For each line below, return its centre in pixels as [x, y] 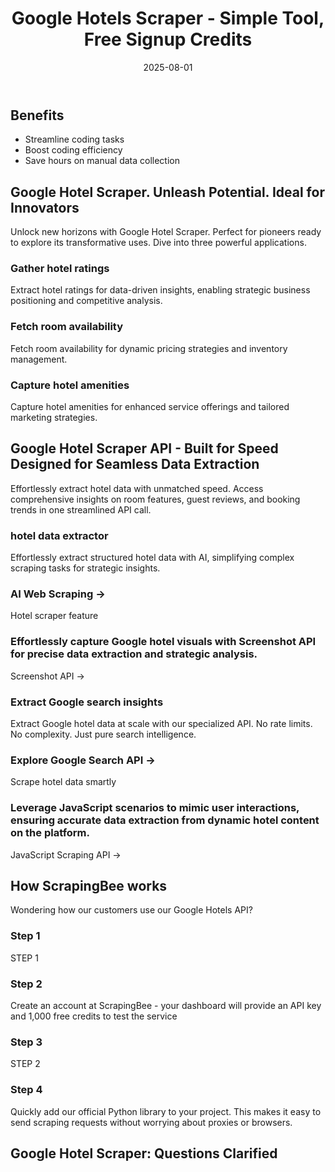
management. [39, 359]
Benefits [37, 115]
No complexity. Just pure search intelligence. [103, 734]
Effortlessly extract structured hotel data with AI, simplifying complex [152, 558]
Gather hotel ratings [60, 269]
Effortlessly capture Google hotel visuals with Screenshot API [163, 642]
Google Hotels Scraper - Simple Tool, [168, 18]
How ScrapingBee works [89, 886]
